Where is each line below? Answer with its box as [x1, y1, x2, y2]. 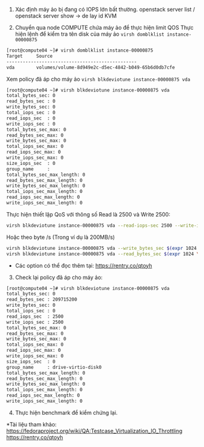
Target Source [6, 53, 53, 59]
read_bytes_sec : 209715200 [6, 297, 78, 303]
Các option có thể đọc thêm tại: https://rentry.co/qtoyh [15, 261, 152, 269]
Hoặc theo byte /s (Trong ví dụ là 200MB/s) [6, 234, 115, 241]
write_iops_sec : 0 [6, 121, 56, 127]
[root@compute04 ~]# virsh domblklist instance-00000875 [6, 47, 154, 53]
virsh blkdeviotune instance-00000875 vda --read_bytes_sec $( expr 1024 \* [6, 250, 202, 257]
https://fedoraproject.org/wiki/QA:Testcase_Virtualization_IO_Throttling [6, 427, 183, 434]
